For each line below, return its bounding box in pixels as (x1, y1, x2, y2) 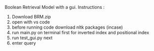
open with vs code (11, 19, 50, 25)
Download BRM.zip (11, 14, 51, 19)
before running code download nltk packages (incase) (11, 24, 123, 30)
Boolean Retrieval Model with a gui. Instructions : (4, 4, 105, 10)
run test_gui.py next (11, 35, 53, 41)
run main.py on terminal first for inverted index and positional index (11, 30, 150, 35)
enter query (11, 40, 36, 46)
